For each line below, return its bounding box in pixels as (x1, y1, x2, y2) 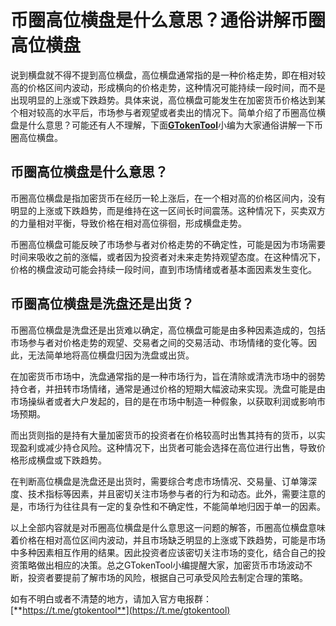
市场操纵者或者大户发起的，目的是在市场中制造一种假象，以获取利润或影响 (10, 395, 317, 407)
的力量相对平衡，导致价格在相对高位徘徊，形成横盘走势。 (10, 217, 247, 229)
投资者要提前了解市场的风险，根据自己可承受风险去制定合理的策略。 (27, 571, 308, 583)
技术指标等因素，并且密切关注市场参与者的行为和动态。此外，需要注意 (27, 487, 317, 500)
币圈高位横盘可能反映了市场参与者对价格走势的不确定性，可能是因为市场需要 (10, 238, 326, 250)
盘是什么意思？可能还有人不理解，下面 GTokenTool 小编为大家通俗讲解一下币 (10, 119, 324, 131)
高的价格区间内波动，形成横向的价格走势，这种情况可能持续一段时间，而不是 (10, 81, 326, 93)
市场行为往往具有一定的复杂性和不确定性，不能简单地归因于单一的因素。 (27, 500, 326, 512)
